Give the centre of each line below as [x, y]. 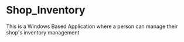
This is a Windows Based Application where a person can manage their [92, 26]
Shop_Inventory [46, 10]
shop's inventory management [43, 32]
